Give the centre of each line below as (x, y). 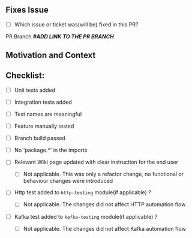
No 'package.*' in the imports (51, 150)
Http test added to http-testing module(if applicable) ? (82, 192)
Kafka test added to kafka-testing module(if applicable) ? (86, 216)
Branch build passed (40, 138)
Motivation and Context (51, 55)
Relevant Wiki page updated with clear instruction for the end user (96, 162)
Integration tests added (43, 102)
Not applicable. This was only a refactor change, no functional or (103, 174)
